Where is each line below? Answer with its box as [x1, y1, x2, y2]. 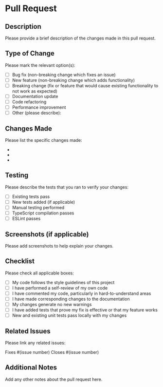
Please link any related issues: [5, 340, 66, 346]
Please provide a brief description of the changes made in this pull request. [5, 35, 156, 41]
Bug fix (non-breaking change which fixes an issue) [12, 72, 116, 77]
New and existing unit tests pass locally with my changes [12, 312, 127, 318]
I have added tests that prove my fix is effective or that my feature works [12, 307, 158, 313]
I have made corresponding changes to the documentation [12, 296, 130, 302]
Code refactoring [12, 99, 47, 105]
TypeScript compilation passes [12, 210, 74, 216]
